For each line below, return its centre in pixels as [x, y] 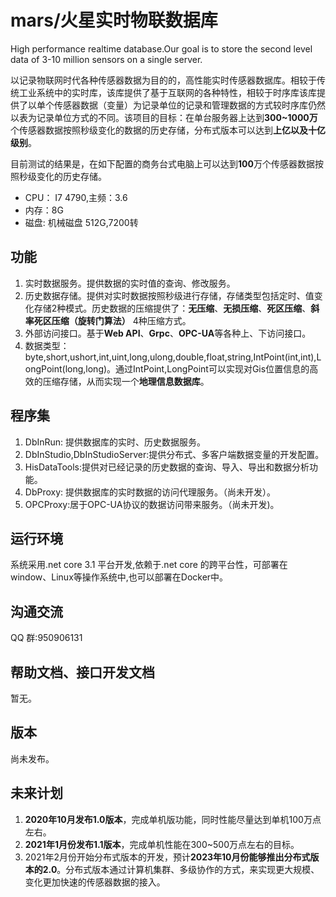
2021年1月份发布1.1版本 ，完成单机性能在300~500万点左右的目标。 [162, 844]
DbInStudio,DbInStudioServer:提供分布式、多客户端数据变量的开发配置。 [174, 454]
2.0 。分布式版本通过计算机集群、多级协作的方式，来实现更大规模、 [181, 869]
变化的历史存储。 [71, 176]
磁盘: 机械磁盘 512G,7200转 [81, 222]
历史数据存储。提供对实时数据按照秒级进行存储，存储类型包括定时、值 [169, 295]
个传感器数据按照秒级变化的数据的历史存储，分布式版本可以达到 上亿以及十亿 [168, 130]
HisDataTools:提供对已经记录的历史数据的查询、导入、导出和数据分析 [167, 467]
